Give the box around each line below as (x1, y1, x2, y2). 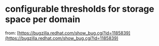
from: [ (5, 30, 19, 36)
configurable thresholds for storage (5, 3, 155, 15)
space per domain (5, 14, 80, 25)
